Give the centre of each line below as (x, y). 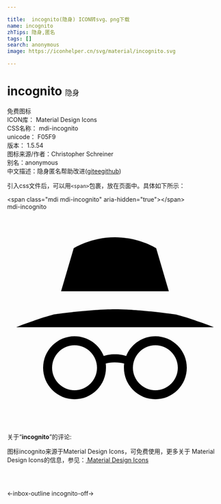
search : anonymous (33, 45)
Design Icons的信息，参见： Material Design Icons (78, 459)
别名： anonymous (32, 163)
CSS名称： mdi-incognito (43, 128)
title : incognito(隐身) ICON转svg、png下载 (68, 19)
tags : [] (19, 38)
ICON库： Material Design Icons (52, 119)
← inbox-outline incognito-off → (51, 493)
